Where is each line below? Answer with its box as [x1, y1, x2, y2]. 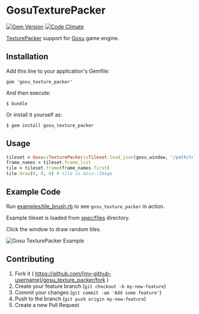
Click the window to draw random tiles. [6, 225, 102, 232]
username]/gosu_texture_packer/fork [14, 276, 105, 283]
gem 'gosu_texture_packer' [6, 79, 73, 85]
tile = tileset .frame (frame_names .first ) [6, 165, 110, 171]
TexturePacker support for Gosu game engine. [6, 34, 120, 41]
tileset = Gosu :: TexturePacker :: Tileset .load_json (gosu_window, [6, 154, 168, 160]
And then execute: [6, 89, 51, 96]
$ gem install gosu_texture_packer [6, 122, 94, 128]
